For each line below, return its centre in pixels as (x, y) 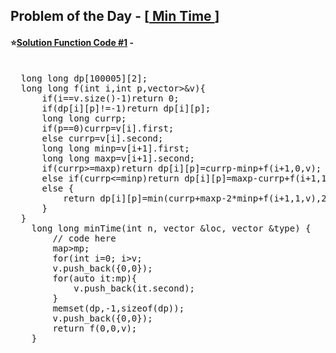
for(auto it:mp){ (95, 278)
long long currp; (84, 118)
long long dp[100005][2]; (84, 78)
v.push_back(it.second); (134, 288)
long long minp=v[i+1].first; (115, 148)
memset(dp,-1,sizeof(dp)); (118, 308)
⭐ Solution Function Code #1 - (72, 42)
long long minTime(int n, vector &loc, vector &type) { (171, 228)
